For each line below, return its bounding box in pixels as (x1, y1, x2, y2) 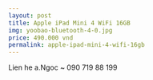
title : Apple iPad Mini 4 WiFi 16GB (8, 19, 131, 27)
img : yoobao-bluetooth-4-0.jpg (8, 26, 113, 34)
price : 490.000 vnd (8, 33, 74, 42)
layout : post (8, 11, 52, 20)
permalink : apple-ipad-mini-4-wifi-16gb (8, 41, 146, 49)
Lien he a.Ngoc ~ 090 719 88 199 (8, 63, 118, 72)
